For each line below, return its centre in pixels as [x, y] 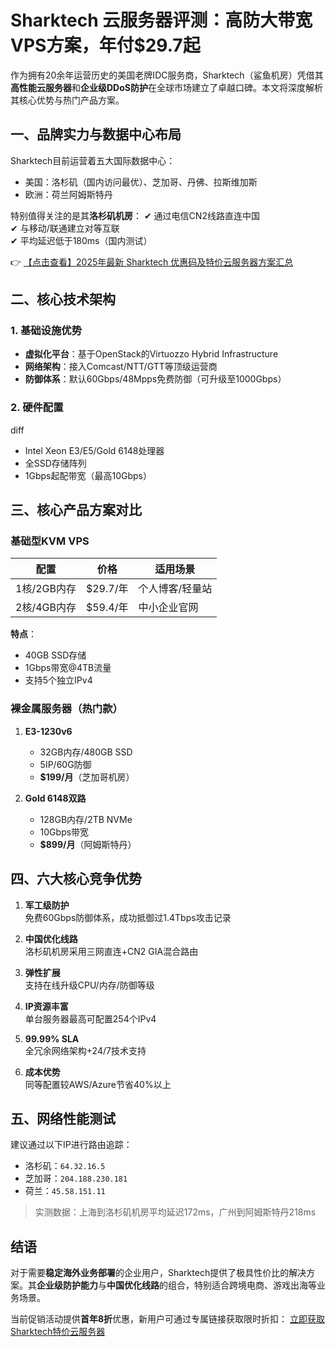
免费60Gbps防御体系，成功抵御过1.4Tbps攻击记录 [128, 917]
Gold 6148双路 [55, 798]
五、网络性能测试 [63, 1118]
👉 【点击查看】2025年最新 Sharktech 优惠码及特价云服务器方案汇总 [152, 262]
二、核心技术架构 [63, 299]
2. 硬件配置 [37, 408]
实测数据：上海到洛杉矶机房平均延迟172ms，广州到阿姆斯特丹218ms [175, 1212]
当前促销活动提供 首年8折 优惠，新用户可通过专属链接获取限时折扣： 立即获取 [168, 1319]
